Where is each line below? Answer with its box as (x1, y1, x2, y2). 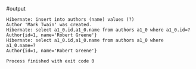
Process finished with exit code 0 (6, 58, 95, 64)
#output (6, 5, 26, 12)
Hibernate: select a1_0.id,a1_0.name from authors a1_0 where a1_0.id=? (6, 27, 191, 33)
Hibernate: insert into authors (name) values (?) (6, 17, 135, 23)
